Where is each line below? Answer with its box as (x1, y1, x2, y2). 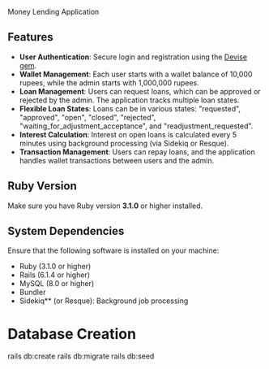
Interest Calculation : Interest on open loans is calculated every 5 (19, 129, 237, 139)
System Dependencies (7, 224, 125, 238)
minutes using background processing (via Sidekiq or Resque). (19, 138, 229, 148)
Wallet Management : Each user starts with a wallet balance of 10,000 (19, 69, 253, 79)
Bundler (19, 288, 46, 297)
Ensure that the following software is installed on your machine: (7, 245, 220, 255)
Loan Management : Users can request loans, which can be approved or (19, 86, 261, 96)
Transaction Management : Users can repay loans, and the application (19, 146, 256, 157)
